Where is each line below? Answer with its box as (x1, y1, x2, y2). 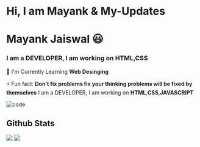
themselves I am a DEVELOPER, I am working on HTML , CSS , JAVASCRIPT (6, 88, 194, 96)
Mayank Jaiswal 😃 (6, 32, 104, 46)
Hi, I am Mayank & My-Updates (6, 4, 166, 18)
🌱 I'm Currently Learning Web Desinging (6, 68, 109, 75)
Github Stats (6, 118, 55, 129)
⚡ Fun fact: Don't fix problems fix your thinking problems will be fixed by (6, 80, 193, 87)
